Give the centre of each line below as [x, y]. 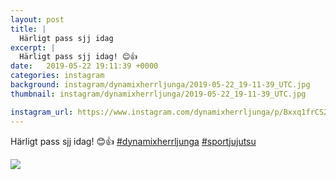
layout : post [37, 19]
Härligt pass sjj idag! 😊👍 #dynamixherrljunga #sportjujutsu [133, 141]
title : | [28, 29]
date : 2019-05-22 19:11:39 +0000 [84, 66]
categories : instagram [57, 76]
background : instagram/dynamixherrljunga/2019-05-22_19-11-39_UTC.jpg [160, 85]
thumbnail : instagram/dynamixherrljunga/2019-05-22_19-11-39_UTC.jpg [158, 94]
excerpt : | [33, 47]
